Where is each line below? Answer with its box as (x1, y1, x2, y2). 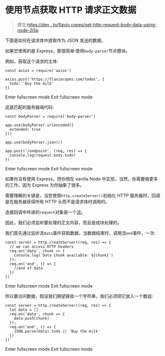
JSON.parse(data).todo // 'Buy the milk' (14, 328, 100, 334)
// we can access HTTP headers (9, 244, 74, 249)
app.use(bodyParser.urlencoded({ (5, 123, 74, 128)
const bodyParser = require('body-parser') (5, 114, 96, 119)
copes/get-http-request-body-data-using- (70, 22, 157, 28)
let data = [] (9, 307, 38, 312)
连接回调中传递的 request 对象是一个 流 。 (5, 209, 86, 215)
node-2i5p (17, 27, 38, 33)
